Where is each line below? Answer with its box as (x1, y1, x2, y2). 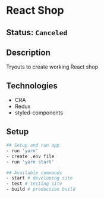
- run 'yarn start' (6, 159, 55, 165)
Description (6, 47, 51, 57)
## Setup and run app (6, 143, 60, 148)
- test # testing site (6, 181, 62, 187)
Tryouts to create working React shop (6, 63, 99, 70)
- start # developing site (6, 175, 73, 181)
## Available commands (6, 169, 62, 176)
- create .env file (6, 153, 55, 159)
